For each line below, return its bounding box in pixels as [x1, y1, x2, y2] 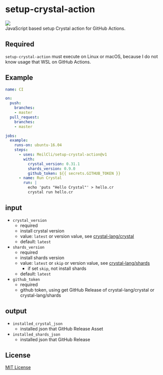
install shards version [20, 254, 65, 261]
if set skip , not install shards [27, 265, 87, 271]
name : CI [5, 87, 24, 92]
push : [10, 101, 22, 106]
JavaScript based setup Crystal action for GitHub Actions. [5, 25, 126, 31]
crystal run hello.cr [27, 190, 73, 195]
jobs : [5, 133, 17, 138]
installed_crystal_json [12, 321, 63, 326]
